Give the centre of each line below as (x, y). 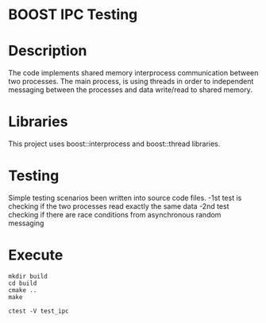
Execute (36, 255)
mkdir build (28, 276)
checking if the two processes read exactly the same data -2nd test (119, 206)
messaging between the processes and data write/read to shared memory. (130, 90)
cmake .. (23, 290)
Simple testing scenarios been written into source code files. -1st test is (125, 198)
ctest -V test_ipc (39, 311)
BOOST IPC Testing (73, 15)
